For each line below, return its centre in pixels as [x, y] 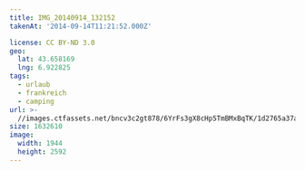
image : [22, 135]
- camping [36, 101]
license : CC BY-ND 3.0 [52, 42]
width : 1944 [40, 144]
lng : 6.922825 [44, 68]
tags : [20, 76]
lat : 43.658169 [46, 60]
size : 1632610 [36, 127]
